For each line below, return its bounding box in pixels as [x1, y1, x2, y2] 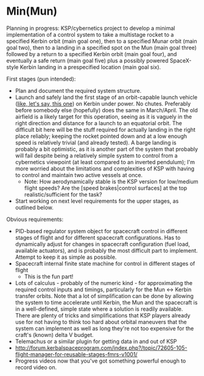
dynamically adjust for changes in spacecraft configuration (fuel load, [15, 240, 190, 248]
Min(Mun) [6, 4, 58, 18]
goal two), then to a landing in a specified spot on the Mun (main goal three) [6, 44, 197, 51]
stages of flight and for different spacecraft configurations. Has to [15, 234, 181, 241]
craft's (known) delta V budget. [15, 331, 94, 338]
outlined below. [15, 203, 54, 211]
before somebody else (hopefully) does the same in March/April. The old [15, 106, 198, 114]
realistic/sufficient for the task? [24, 190, 102, 198]
